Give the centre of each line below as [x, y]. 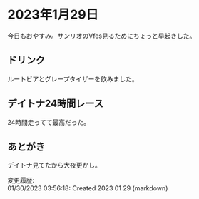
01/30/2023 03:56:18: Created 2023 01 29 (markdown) [88, 188]
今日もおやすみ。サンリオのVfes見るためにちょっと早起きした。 [102, 36]
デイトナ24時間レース [56, 104]
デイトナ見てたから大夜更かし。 [54, 165]
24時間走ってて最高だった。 [49, 122]
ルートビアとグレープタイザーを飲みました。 [73, 78]
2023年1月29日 [53, 15]
